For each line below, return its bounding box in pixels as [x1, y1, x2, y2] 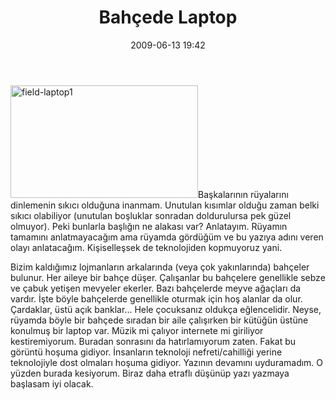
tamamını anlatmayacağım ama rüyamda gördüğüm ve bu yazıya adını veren [10, 231, 324, 243]
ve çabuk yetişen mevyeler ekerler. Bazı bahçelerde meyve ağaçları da [10, 282, 302, 294]
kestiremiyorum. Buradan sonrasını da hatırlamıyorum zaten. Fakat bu [10, 335, 297, 347]
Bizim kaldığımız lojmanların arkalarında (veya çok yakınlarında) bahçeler [10, 261, 310, 273]
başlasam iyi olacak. [10, 377, 94, 390]
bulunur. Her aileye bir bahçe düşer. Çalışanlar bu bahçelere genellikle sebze [10, 271, 326, 283]
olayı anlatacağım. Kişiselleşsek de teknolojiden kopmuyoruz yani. [10, 241, 283, 253]
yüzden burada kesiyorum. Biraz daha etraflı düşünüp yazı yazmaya [10, 367, 290, 379]
